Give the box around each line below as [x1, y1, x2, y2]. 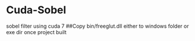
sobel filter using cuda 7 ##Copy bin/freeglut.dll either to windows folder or [6, 23, 189, 29]
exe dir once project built [6, 28, 67, 35]
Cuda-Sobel [6, 3, 67, 17]
